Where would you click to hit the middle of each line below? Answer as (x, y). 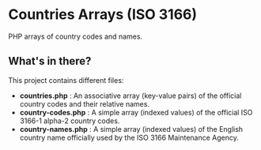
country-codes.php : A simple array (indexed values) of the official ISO (136, 112)
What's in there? (50, 61)
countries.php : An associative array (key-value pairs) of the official (130, 96)
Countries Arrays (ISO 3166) (103, 15)
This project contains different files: (66, 80)
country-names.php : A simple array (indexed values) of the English (131, 129)
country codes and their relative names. (85, 103)
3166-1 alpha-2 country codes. (70, 121)
